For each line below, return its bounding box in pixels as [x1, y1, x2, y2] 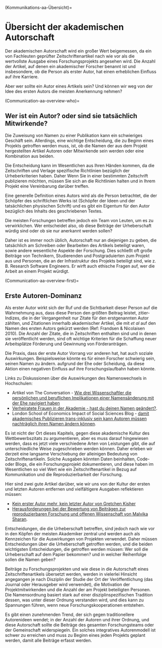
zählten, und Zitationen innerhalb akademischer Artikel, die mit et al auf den [5, 320, 156, 326]
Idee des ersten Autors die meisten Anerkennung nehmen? [5, 88, 122, 94]
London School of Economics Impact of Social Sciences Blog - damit [12, 410, 149, 416]
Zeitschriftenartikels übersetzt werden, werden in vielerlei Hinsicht [5, 571, 137, 577]
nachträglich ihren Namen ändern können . [12, 420, 96, 426]
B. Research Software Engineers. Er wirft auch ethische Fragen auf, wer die [5, 263, 155, 269]
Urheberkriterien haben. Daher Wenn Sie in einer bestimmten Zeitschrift [5, 173, 148, 178]
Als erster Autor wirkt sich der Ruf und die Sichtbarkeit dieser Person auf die [5, 304, 158, 311]
